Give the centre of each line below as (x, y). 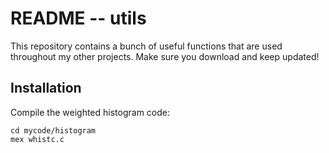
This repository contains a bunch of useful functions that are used (146, 46)
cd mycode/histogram (53, 130)
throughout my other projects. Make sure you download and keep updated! (165, 56)
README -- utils (78, 18)
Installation (46, 88)
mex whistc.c (37, 139)
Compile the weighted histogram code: (90, 112)
